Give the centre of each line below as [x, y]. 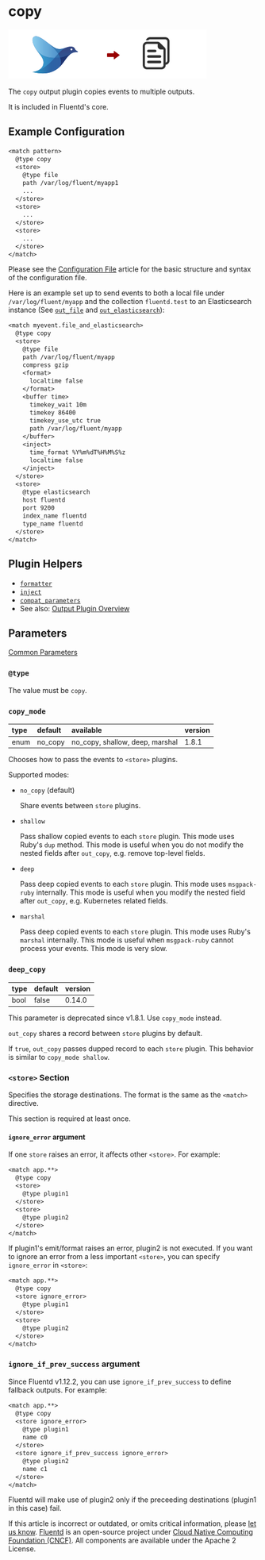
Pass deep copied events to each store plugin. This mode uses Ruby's [135, 932]
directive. [23, 1104]
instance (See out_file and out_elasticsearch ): [86, 310]
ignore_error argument [47, 1137]
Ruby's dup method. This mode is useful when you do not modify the [132, 845]
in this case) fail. [35, 1508]
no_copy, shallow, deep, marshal [125, 741]
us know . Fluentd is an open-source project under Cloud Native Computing [131, 1531]
